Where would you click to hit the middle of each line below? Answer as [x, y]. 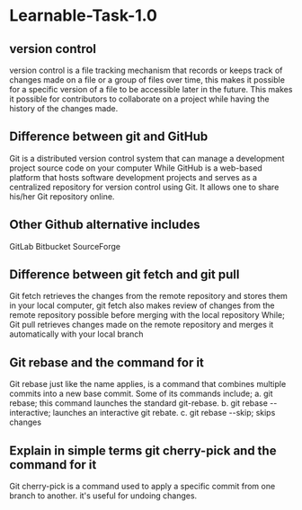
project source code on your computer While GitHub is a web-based [136, 168]
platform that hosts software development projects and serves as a [133, 177]
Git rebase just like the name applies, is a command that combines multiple [148, 384]
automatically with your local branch [76, 334]
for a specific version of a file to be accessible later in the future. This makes [151, 89]
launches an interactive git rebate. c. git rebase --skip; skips [164, 413]
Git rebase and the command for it [107, 362]
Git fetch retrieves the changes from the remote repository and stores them [148, 296]
